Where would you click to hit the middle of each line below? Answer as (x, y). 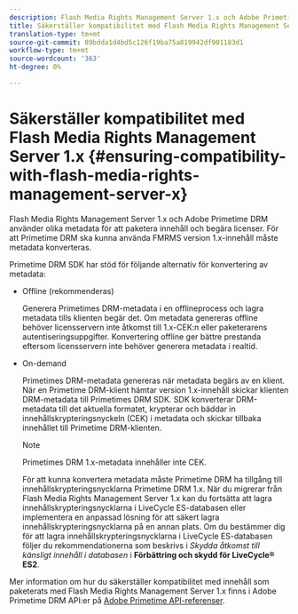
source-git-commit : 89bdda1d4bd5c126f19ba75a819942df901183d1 (126, 42)
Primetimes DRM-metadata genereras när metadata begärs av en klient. (153, 380)
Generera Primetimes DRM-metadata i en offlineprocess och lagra (143, 308)
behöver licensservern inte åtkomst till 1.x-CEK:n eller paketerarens (145, 327)
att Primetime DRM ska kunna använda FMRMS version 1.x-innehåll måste (144, 237)
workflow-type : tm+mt (49, 51)
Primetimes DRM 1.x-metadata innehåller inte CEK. (114, 462)
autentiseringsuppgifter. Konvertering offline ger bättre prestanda (141, 336)
